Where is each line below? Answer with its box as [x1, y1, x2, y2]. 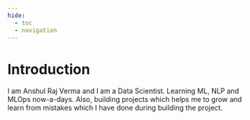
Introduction [7, 60, 91, 78]
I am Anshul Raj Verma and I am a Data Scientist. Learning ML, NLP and [7, 86, 240, 96]
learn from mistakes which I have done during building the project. [7, 103, 223, 113]
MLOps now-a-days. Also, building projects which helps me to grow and [7, 95, 242, 104]
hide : [7, 11, 25, 20]
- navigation [14, 26, 58, 34]
